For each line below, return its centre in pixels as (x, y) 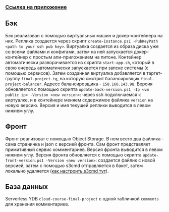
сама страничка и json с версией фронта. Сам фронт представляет (78, 144)
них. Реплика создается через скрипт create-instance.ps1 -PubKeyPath (81, 41)
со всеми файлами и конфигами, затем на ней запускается (69, 51)
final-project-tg (39, 79)
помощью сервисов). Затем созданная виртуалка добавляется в (75, 73)
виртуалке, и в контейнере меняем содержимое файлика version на (79, 100)
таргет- (154, 73)
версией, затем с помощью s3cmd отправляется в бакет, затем (74, 166)
